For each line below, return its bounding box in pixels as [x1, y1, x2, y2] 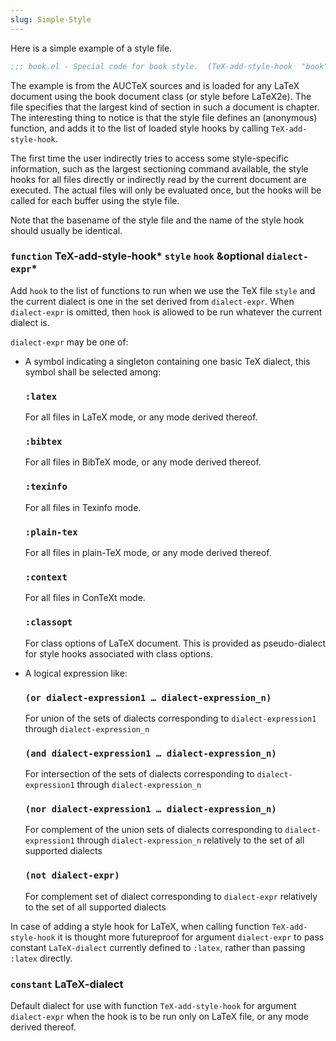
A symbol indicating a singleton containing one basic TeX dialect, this [24, 355, 311, 367]
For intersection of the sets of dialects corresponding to [24, 768, 255, 780]
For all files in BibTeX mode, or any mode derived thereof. [24, 456, 262, 468]
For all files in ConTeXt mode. [24, 592, 146, 604]
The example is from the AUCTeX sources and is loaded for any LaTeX [10, 79, 300, 91]
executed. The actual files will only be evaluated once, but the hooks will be [10, 184, 322, 196]
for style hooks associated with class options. [24, 647, 213, 660]
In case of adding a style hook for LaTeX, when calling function [10, 920, 270, 932]
